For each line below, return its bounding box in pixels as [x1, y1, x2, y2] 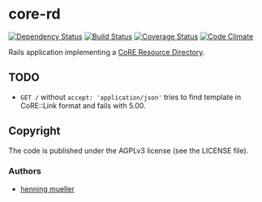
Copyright [8, 124, 61, 138]
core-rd [8, 5, 61, 23]
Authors [8, 166, 42, 177]
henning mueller [19, 183, 75, 194]
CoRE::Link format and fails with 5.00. [19, 100, 146, 110]
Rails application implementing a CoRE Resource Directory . [8, 47, 205, 57]
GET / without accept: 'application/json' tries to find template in [19, 92, 242, 102]
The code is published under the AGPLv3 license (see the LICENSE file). [8, 145, 249, 155]
